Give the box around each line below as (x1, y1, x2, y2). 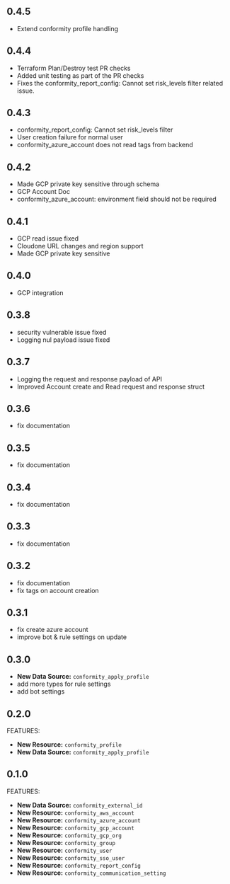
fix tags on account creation (16, 586, 100, 595)
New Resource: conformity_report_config (16, 861, 141, 869)
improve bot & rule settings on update (16, 633, 127, 641)
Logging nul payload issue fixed (16, 335, 110, 344)
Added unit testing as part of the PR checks (16, 71, 144, 80)
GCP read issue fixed (16, 234, 79, 243)
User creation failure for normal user (16, 133, 123, 142)
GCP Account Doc (16, 188, 70, 196)
